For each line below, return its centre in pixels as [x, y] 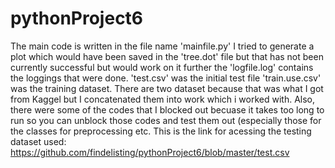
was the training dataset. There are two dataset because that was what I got [167, 88]
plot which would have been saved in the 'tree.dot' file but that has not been [167, 56]
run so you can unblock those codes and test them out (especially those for [166, 120]
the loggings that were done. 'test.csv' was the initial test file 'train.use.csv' [166, 78]
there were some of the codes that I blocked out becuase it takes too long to [167, 109]
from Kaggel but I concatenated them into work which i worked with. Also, [163, 99]
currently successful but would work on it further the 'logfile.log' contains [162, 67]
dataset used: [38, 141]
